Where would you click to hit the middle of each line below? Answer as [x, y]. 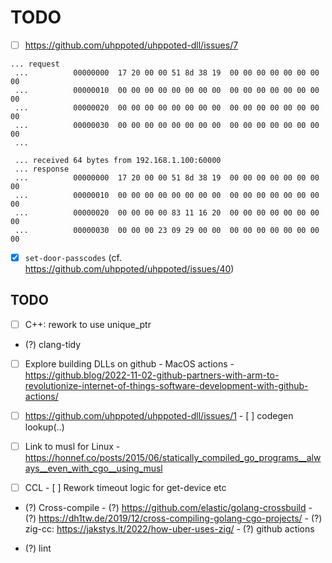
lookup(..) [44, 427]
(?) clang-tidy [53, 344]
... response [42, 169]
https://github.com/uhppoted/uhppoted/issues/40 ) [129, 269]
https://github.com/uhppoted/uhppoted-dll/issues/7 [131, 45]
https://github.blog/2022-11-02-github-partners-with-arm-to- [152, 375]
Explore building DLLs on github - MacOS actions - [129, 363]
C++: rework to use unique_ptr [88, 324]
